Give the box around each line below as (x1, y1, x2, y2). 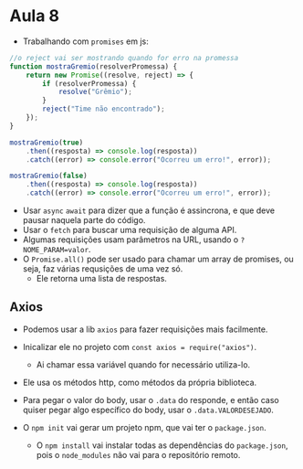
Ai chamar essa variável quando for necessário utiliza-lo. (36, 358, 251, 370)
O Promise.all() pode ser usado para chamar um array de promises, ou (22, 253, 294, 265)
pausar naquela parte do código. (22, 215, 146, 226)
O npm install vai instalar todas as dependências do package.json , (36, 440, 288, 451)
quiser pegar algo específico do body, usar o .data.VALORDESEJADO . (22, 404, 274, 415)
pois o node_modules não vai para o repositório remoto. (36, 449, 241, 460)
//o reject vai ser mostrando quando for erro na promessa (9, 53, 239, 62)
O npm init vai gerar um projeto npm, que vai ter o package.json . (22, 421, 266, 432)
